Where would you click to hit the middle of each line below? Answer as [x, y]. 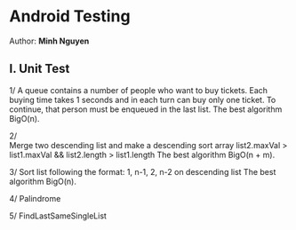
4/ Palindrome [35, 198]
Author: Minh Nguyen [49, 41]
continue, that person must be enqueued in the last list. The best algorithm [146, 109]
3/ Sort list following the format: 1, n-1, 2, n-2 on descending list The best [143, 171]
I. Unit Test [40, 69]
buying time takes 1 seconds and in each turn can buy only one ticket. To [143, 99]
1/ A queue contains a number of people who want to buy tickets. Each [139, 90]
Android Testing [70, 16]
